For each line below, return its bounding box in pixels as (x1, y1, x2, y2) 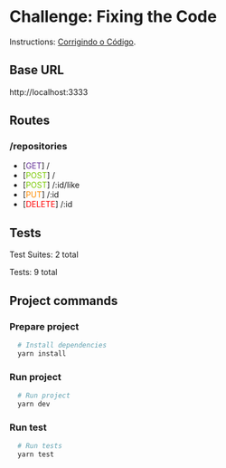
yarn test (17, 450, 54, 459)
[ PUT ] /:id (22, 189, 60, 200)
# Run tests (17, 442, 63, 451)
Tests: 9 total (9, 267, 58, 278)
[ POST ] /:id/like (22, 179, 80, 191)
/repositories (9, 140, 68, 153)
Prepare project (9, 320, 80, 332)
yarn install (17, 349, 67, 358)
